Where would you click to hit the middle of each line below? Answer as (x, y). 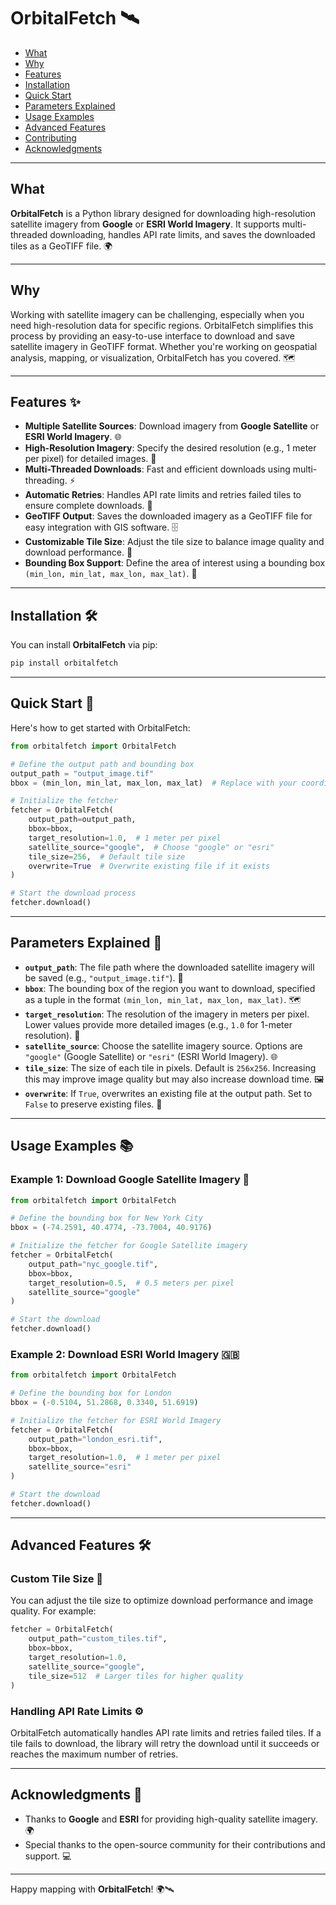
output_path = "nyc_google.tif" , (93, 1264)
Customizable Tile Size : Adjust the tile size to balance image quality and (174, 542)
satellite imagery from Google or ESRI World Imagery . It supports (145, 224)
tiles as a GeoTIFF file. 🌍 (61, 246)
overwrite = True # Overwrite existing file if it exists (149, 866)
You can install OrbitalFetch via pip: (84, 645)
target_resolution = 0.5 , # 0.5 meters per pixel (131, 1283)
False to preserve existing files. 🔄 (93, 1104)
